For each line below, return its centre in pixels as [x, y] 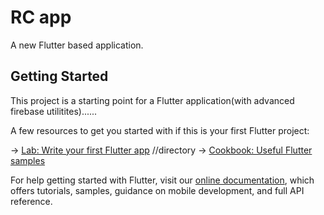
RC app [41, 17]
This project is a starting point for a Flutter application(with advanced [152, 100]
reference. [31, 201]
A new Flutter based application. [77, 45]
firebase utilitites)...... [54, 111]
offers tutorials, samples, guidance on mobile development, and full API [157, 190]
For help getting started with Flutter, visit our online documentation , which [162, 180]
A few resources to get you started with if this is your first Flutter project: [160, 130]
